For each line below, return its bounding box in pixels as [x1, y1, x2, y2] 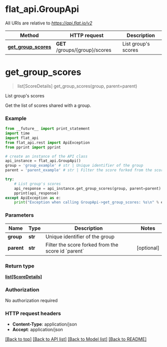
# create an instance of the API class [5, 154, 88, 159]
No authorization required [5, 298, 58, 304]
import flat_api [5, 135, 39, 140]
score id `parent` [45, 247, 84, 254]
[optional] [136, 244, 160, 251]
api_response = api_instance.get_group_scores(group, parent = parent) [14, 186, 162, 191]
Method [19, 31, 39, 38]
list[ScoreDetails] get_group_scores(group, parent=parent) [17, 83, 138, 89]
